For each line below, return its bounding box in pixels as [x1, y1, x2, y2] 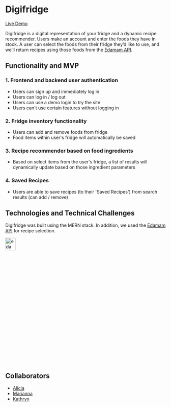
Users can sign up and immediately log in [12, 88, 100, 94]
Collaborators [5, 371, 50, 380]
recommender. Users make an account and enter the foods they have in [5, 36, 156, 42]
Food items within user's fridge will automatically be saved [12, 134, 136, 140]
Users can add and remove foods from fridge [12, 129, 108, 135]
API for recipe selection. [5, 228, 56, 234]
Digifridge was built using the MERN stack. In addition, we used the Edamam [5, 222, 166, 228]
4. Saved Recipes [5, 177, 49, 184]
